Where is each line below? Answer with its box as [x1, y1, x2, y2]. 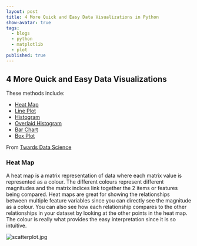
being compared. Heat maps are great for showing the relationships [6, 191, 171, 198]
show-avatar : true [6, 19, 51, 25]
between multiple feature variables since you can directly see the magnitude [6, 197, 192, 204]
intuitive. [6, 222, 27, 229]
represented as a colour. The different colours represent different [6, 178, 164, 185]
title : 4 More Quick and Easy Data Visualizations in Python [6, 14, 159, 20]
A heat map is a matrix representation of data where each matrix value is [6, 172, 182, 179]
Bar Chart [14, 126, 38, 133]
